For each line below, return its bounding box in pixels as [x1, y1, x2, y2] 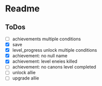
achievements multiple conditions [12, 36, 81, 42]
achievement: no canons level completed [12, 64, 97, 70]
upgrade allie [12, 75, 40, 81]
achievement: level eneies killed [12, 58, 78, 65]
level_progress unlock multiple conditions [12, 47, 98, 53]
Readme [5, 3, 40, 14]
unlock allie [12, 70, 36, 76]
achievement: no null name [12, 53, 68, 59]
